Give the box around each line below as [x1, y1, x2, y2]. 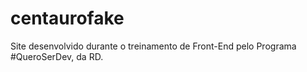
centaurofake [10, 7, 125, 30]
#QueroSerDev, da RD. [10, 50, 104, 62]
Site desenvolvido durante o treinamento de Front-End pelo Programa [10, 40, 297, 52]
